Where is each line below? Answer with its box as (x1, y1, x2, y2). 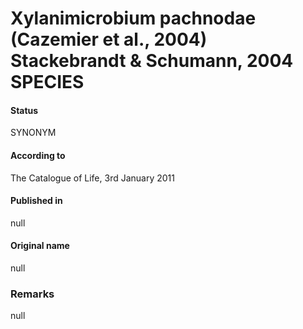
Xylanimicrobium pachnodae (10, 7, 257, 30)
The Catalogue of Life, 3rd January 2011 (10, 172, 175, 184)
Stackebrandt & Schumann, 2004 (10, 50, 294, 72)
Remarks (10, 287, 55, 301)
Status (10, 104, 39, 116)
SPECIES (10, 71, 85, 94)
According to (10, 149, 66, 161)
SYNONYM (10, 127, 57, 139)
